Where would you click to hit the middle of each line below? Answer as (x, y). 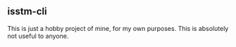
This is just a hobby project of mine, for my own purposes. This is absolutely (118, 28)
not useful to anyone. (38, 36)
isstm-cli (27, 12)
